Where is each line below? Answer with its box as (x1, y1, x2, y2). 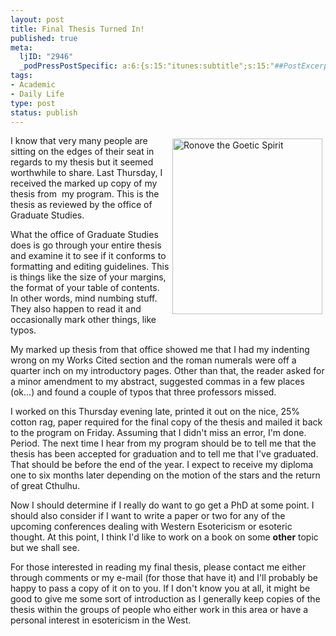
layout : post (10, 14, 65, 25)
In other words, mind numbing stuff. (10, 292, 158, 305)
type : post (10, 98, 56, 108)
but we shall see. (10, 542, 80, 554)
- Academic (10, 80, 56, 90)
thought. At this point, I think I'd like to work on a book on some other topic (10, 531, 319, 543)
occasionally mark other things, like (10, 314, 157, 326)
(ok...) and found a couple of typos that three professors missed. (10, 386, 277, 398)
